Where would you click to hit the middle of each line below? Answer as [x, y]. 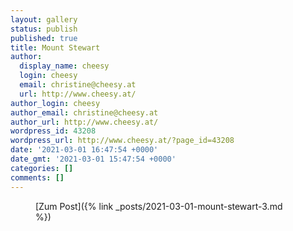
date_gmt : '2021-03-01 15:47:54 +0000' [93, 159]
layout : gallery [44, 19]
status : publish [44, 29]
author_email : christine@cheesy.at [84, 112]
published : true [44, 38]
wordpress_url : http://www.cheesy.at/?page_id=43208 [122, 141]
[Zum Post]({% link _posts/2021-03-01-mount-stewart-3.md [159, 206]
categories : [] [42, 168]
